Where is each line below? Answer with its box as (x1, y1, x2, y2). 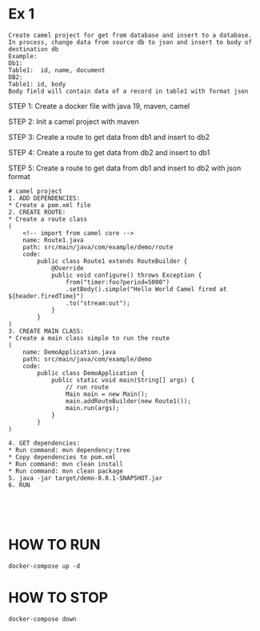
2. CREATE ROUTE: (8, 208, 66, 216)
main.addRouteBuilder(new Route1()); (65, 397, 192, 405)
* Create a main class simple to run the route (8, 333, 170, 342)
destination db (8, 45, 59, 53)
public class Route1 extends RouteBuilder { (37, 257, 188, 265)
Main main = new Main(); (65, 389, 149, 398)
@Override (50, 264, 84, 272)
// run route (65, 383, 110, 391)
